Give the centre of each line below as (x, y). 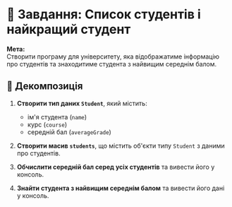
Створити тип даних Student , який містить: (82, 103)
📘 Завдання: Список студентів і (104, 14)
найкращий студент (69, 29)
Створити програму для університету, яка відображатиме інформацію (113, 57)
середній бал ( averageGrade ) (69, 132)
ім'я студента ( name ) (57, 117)
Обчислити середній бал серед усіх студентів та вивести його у (116, 167)
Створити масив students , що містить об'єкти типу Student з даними (121, 146)
